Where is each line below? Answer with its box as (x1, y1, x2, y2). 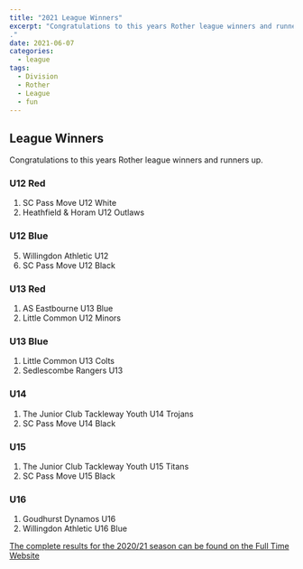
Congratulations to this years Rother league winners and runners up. (9, 154, 263, 165)
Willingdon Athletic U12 (22, 250, 109, 261)
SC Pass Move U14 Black (22, 417, 116, 429)
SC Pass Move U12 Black (22, 259, 115, 271)
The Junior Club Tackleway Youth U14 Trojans (22, 408, 194, 419)
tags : (9, 64, 30, 73)
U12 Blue (9, 229, 49, 242)
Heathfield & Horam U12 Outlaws (22, 207, 145, 218)
